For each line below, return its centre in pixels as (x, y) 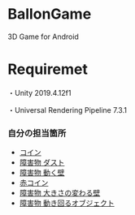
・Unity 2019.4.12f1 (39, 92)
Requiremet (48, 69)
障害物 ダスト (42, 162)
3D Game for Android (43, 37)
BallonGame (50, 14)
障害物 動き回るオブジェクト (67, 203)
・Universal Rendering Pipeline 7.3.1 (67, 110)
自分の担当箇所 (37, 133)
